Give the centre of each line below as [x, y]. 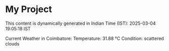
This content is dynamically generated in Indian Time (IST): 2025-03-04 [80, 23]
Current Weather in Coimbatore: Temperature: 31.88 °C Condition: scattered [84, 38]
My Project [29, 9]
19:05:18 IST [18, 28]
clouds [12, 43]
